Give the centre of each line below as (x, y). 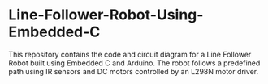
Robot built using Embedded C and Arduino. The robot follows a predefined (134, 63)
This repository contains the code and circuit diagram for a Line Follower (130, 54)
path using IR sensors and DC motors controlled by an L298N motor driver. (133, 71)
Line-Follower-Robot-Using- (106, 15)
